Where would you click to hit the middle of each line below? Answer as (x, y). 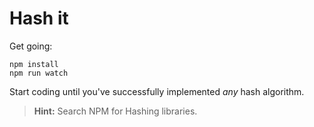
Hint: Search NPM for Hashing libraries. (115, 111)
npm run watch (39, 73)
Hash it (39, 18)
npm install (34, 64)
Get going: (31, 46)
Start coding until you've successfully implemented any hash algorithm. (157, 91)
